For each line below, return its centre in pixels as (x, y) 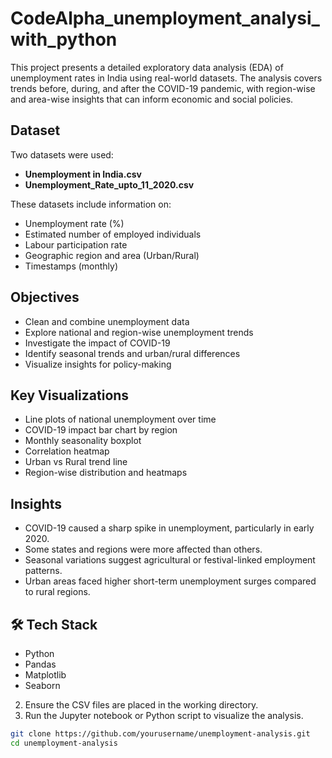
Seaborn (42, 685)
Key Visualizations (70, 395)
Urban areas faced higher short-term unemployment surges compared (170, 581)
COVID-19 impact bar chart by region (101, 430)
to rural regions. (57, 592)
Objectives (45, 297)
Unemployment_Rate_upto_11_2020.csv (109, 184)
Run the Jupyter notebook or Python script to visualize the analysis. (164, 715)
